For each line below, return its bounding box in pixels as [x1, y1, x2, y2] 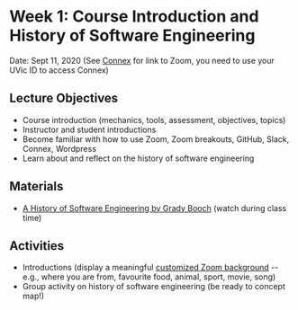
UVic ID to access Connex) [9, 65, 110, 75]
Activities [9, 238, 65, 253]
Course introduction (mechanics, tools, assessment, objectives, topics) [22, 114, 286, 125]
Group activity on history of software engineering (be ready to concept [22, 281, 286, 292]
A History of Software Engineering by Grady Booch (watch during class [22, 202, 287, 213]
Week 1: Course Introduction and [9, 6, 259, 27]
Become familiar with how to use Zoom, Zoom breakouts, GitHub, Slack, [22, 133, 290, 145]
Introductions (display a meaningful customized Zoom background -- [22, 262, 279, 273]
